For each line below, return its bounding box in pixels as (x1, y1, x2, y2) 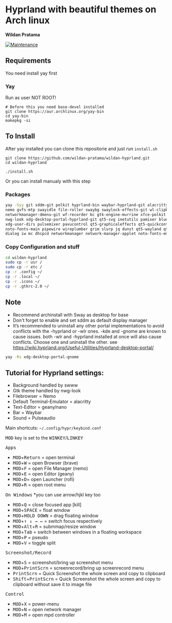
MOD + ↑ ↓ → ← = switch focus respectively (12, 518, 102, 524)
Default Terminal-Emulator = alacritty (12, 398, 91, 405)
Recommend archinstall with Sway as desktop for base (12, 311, 129, 318)
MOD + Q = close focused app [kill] (12, 502, 82, 508)
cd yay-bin (5, 114, 29, 119)
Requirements (5, 57, 51, 65)
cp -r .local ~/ (5, 274, 40, 280)
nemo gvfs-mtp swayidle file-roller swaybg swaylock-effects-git (5, 207, 147, 213)
